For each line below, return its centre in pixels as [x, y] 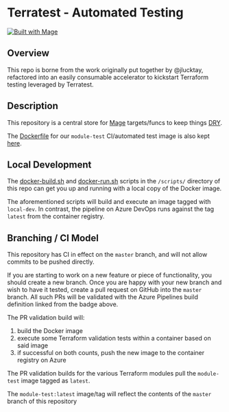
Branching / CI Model [53, 238]
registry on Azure [41, 360]
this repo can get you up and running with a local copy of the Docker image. [114, 188]
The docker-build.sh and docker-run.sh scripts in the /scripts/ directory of [114, 181]
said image [33, 345]
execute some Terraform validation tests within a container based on [114, 339]
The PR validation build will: [46, 318]
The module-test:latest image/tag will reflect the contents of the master [109, 394]
